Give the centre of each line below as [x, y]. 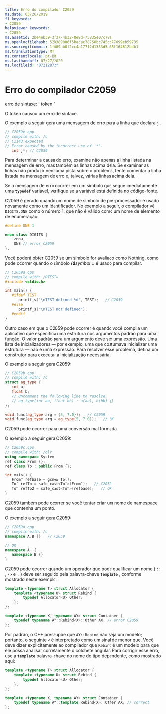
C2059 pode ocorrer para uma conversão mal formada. [62, 429]
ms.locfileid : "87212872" [32, 65]
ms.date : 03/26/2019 [27, 14]
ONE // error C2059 [34, 244]
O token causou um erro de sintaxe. [42, 114]
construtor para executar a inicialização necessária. [58, 355]
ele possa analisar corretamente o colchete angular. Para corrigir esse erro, [82, 651]
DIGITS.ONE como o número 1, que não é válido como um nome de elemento [83, 211]
